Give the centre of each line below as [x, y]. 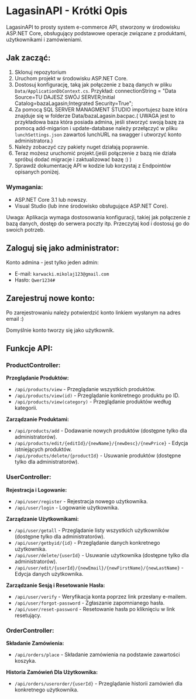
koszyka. [25, 660]
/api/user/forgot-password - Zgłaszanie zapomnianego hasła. [90, 603]
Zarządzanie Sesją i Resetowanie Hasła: [56, 585]
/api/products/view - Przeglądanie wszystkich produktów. [85, 389]
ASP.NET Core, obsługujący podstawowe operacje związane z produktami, [97, 33]
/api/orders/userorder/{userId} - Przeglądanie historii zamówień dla [98, 683]
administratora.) [34, 140]
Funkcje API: [30, 349]
